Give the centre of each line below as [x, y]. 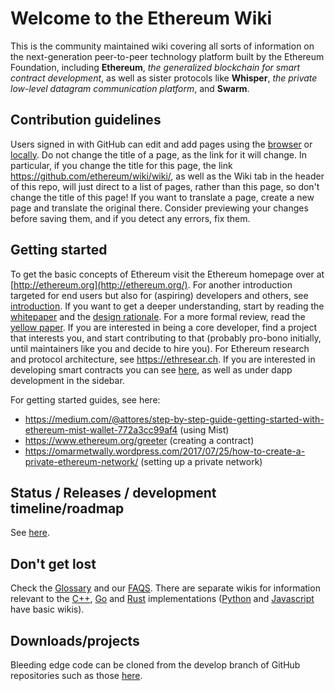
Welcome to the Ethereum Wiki [141, 18]
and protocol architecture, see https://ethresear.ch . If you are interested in [163, 359]
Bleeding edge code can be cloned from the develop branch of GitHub [155, 665]
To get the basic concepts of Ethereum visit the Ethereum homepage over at [167, 274]
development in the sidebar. [67, 380]
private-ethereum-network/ [81, 461]
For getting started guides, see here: [85, 399]
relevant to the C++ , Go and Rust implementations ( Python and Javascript [162, 599]
